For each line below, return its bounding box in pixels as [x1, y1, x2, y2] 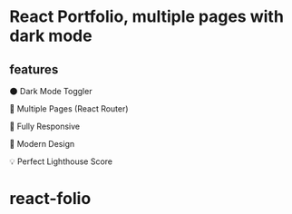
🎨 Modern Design [9, 139, 75, 149]
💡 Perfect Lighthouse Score [9, 156, 113, 167]
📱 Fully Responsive [9, 121, 80, 131]
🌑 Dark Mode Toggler [9, 86, 92, 96]
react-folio [9, 189, 92, 209]
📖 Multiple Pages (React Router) [9, 103, 129, 114]
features [9, 62, 59, 77]
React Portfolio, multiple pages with [9, 6, 284, 27]
